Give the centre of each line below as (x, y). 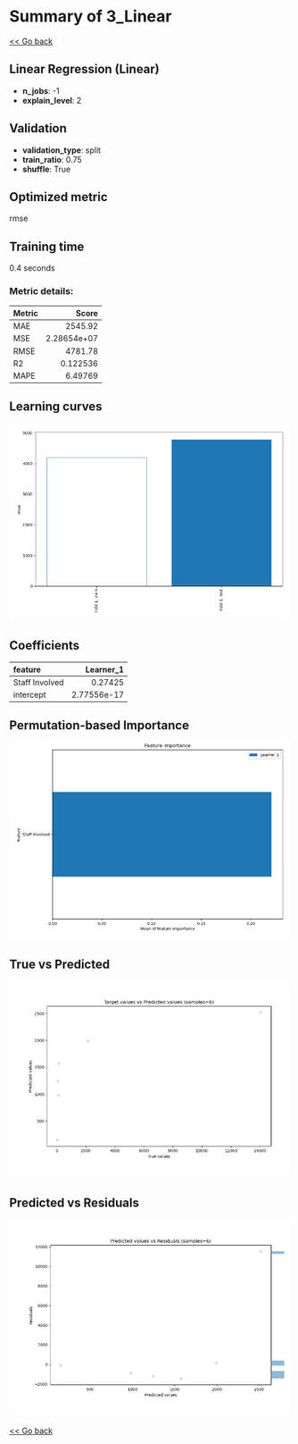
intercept (29, 695)
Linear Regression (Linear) (85, 69)
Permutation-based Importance (99, 726)
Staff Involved (38, 682)
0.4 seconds (32, 268)
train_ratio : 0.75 (52, 159)
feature (27, 669)
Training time (47, 246)
